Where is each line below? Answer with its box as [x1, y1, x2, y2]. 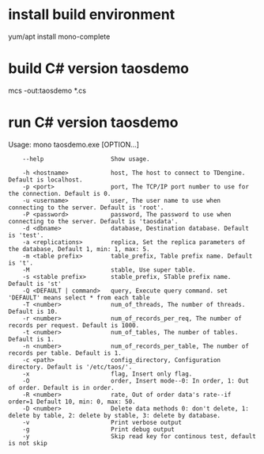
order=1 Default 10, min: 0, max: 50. [8, 398, 136, 406]
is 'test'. [8, 231, 44, 239]
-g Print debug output [22, 425, 175, 433]
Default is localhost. [8, 176, 83, 184]
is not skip [8, 439, 47, 447]
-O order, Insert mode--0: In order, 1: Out [22, 376, 249, 385]
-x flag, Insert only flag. [22, 370, 193, 378]
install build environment [8, 6, 175, 24]
